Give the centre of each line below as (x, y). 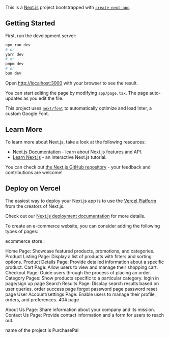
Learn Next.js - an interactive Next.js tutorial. (60, 157)
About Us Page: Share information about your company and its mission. (80, 309)
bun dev (13, 73)
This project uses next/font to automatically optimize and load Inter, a (79, 108)
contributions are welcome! (34, 172)
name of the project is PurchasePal (42, 330)
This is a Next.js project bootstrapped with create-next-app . (68, 7)
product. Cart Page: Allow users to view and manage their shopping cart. (82, 267)
